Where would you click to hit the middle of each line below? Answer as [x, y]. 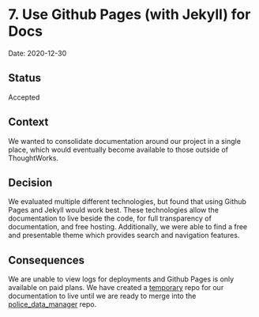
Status [25, 78]
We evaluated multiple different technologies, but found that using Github [128, 202]
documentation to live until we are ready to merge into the [102, 296]
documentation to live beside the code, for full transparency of [110, 218]
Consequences [47, 260]
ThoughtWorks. [34, 158]
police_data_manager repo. [53, 304]
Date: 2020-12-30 [38, 53]
